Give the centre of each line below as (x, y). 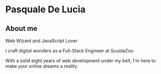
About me (21, 29)
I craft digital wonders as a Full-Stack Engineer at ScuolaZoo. (70, 51)
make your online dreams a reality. (42, 66)
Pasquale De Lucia (46, 10)
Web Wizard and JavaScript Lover (41, 41)
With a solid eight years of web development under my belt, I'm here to (80, 61)
